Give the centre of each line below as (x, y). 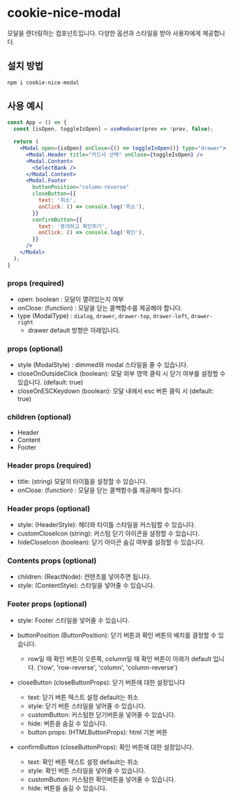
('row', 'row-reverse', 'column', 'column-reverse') (107, 667)
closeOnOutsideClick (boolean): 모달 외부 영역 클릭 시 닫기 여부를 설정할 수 (121, 374)
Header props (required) (50, 465)
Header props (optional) (49, 508)
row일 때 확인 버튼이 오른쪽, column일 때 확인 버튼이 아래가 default (119, 658)
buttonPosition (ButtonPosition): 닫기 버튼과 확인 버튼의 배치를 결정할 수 (117, 635)
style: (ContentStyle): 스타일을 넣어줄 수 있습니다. (86, 586)
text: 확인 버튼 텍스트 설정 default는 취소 (83, 762)
